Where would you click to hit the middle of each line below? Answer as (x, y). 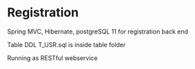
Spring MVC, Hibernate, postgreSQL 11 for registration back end (97, 31)
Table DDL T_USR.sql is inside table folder (66, 44)
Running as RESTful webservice (52, 58)
